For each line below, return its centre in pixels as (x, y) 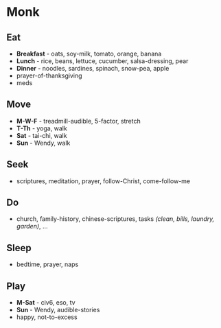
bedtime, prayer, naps (47, 264)
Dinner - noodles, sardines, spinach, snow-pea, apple (93, 68)
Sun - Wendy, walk (43, 143)
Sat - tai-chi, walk (42, 135)
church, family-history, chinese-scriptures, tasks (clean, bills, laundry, (115, 219)
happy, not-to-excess (47, 317)
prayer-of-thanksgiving (49, 75)
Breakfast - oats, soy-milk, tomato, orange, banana (89, 54)
